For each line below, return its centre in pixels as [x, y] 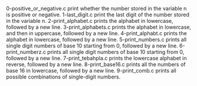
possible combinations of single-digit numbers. [63, 77]
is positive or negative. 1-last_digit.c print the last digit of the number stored [98, 15]
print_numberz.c [26, 52]
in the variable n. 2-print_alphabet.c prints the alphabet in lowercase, [90, 21]
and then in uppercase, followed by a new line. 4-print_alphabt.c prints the [96, 33]
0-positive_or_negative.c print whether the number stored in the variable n [96, 8]
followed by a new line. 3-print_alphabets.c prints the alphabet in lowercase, [99, 27]
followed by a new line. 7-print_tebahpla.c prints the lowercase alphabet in [96, 58]
